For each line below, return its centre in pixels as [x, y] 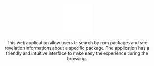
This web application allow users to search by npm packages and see [77, 43]
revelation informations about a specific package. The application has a [77, 48]
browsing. [77, 58]
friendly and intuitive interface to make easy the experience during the [77, 53]
